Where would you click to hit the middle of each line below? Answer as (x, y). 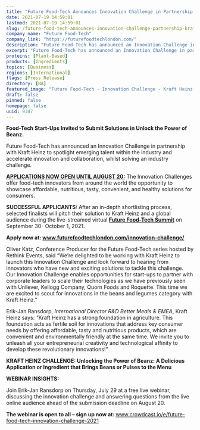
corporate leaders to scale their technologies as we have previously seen (96, 281)
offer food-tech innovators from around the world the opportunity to (90, 183)
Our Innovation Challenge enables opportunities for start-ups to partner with (100, 275)
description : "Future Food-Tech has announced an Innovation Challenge (97, 45)
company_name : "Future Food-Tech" (49, 34)
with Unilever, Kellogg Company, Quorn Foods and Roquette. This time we (97, 287)
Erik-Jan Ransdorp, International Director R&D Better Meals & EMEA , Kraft (97, 311)
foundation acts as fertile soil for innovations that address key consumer (95, 324)
